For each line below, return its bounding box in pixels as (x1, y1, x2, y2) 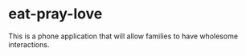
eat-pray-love (8, 5, 103, 23)
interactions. (8, 39, 50, 49)
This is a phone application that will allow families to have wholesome (8, 31, 239, 41)
